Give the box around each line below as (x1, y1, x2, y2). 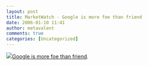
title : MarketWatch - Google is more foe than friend (6, 14, 143, 20)
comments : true (6, 31, 44, 37)
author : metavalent (6, 25, 55, 31)
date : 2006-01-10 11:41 (6, 19, 65, 25)
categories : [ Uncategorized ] (6, 36, 78, 42)
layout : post (6, 8, 39, 15)
